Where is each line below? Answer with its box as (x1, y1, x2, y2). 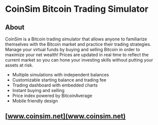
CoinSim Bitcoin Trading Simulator (5, 3, 149, 15)
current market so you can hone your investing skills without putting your (5, 57, 154, 62)
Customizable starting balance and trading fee (12, 77, 107, 83)
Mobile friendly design (12, 98, 58, 104)
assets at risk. (5, 62, 33, 68)
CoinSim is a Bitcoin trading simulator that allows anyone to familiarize (5, 36, 147, 42)
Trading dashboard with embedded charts (12, 82, 98, 88)
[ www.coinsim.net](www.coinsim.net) (5, 112, 126, 121)
